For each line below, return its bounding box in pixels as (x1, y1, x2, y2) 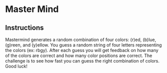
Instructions (5, 23, 44, 32)
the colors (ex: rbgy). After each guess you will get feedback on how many (5, 47, 159, 53)
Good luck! (5, 63, 28, 69)
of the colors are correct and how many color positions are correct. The (5, 52, 153, 58)
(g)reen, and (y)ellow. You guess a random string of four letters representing (5, 42, 162, 48)
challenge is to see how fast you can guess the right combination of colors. (5, 58, 160, 63)
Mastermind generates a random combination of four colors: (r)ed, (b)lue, (5, 36, 157, 42)
